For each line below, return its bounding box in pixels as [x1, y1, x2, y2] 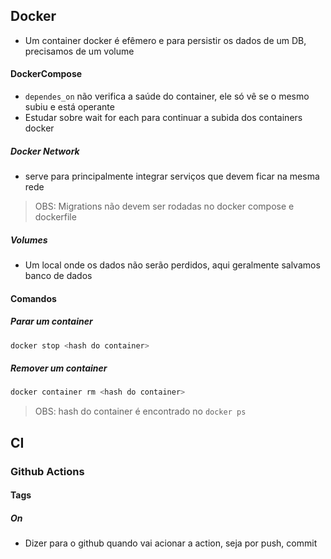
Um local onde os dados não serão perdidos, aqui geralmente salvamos [24, 259, 321, 271]
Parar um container [10, 315, 93, 328]
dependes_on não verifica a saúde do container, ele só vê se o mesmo [24, 90, 310, 103]
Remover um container [10, 362, 108, 374]
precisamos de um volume [24, 45, 135, 57]
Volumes [10, 234, 48, 246]
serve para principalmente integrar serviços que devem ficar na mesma [24, 170, 320, 182]
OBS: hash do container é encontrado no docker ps [34, 405, 247, 418]
